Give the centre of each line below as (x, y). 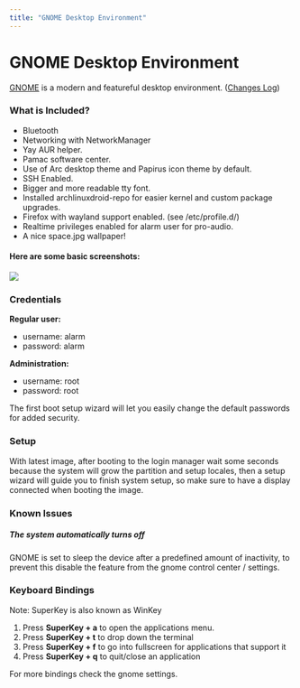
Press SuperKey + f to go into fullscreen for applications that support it (154, 646)
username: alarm (54, 337)
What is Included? (50, 111)
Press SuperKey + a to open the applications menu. (118, 628)
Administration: (39, 364)
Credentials (35, 299)
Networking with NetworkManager (86, 140)
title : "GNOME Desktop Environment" (78, 18)
